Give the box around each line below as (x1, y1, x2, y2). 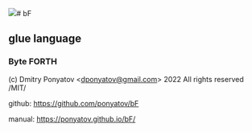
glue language (8, 32, 82, 46)
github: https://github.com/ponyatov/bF (8, 98, 139, 108)
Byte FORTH (8, 56, 58, 68)
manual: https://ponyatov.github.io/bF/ (8, 113, 136, 124)
